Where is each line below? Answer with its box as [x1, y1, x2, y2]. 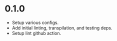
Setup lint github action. [11, 30, 61, 36]
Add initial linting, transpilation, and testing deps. [11, 24, 112, 30]
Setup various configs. [11, 19, 59, 25]
